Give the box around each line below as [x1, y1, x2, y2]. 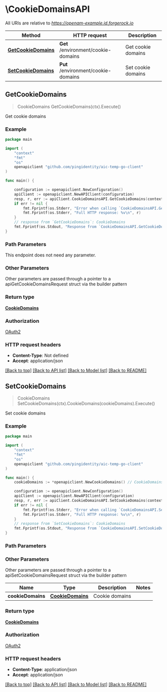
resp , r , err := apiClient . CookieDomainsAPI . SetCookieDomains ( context [14, 498, 164, 503]
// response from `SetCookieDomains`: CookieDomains [14, 521, 126, 526]
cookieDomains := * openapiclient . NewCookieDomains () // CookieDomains [14, 480, 164, 485]
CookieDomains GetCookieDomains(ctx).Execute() [17, 103, 121, 109]
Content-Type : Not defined [12, 353, 69, 359]
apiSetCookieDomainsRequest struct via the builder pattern [5, 572, 127, 578]
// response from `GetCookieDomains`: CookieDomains [14, 220, 126, 225]
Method [21, 31, 41, 38]
